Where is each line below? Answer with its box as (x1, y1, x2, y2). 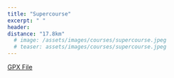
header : (7, 23, 31, 30)
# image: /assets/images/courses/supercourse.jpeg (13, 37, 167, 44)
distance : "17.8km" (7, 30, 65, 38)
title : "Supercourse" (7, 10, 72, 18)
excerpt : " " (7, 17, 46, 24)
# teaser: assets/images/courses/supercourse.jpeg (13, 43, 167, 50)
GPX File (7, 63, 33, 71)
